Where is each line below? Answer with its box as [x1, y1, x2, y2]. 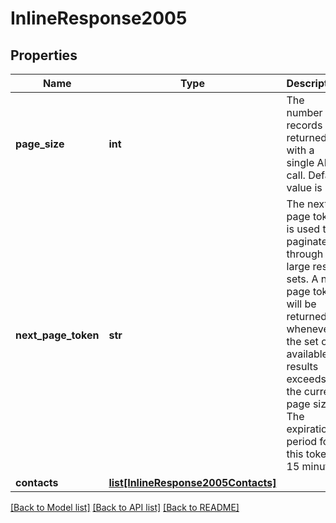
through [286, 247, 324, 261]
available [286, 347, 328, 361]
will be [286, 297, 317, 311]
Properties [10, 47, 78, 64]
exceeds [286, 372, 327, 386]
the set [286, 335, 319, 348]
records [286, 118, 323, 132]
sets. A [286, 272, 319, 286]
